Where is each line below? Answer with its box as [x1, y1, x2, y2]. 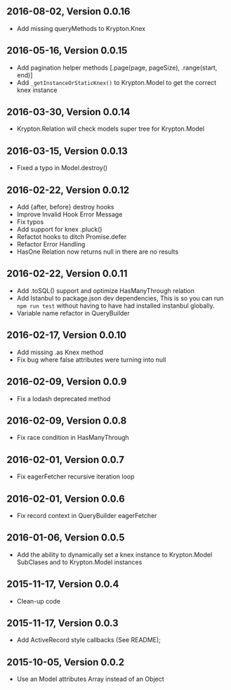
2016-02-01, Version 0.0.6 [6, 493, 126, 505]
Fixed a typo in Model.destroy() [16, 164, 108, 172]
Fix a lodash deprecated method [16, 394, 111, 403]
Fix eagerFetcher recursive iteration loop [16, 472, 135, 481]
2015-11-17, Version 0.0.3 [6, 617, 119, 629]
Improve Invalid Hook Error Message [16, 210, 123, 219]
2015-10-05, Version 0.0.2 [6, 656, 125, 668]
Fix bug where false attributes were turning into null [16, 355, 166, 364]
